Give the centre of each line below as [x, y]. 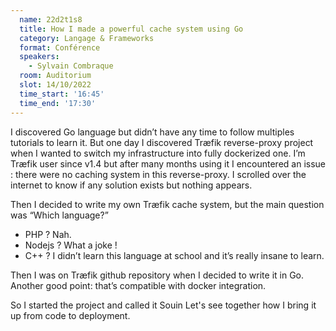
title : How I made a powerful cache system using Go [131, 29]
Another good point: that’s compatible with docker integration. [138, 285]
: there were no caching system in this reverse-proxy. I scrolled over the [158, 174]
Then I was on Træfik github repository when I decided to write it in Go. [157, 275]
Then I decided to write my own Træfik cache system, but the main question [167, 204]
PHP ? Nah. [48, 234]
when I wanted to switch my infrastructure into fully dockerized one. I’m [158, 153]
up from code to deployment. [70, 315]
